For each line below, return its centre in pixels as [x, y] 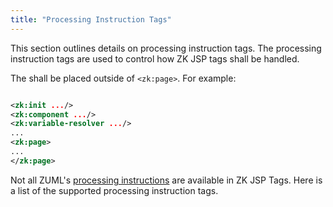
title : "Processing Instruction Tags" [91, 19]
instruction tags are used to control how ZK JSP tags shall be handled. [155, 58]
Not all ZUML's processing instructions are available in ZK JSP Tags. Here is [166, 180]
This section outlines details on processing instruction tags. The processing [166, 48]
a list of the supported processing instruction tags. [114, 190]
